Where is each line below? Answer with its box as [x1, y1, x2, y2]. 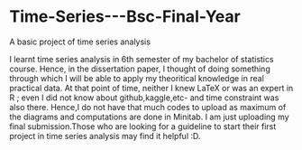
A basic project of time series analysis [9, 36, 151, 47]
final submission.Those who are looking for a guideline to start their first [9, 120, 277, 132]
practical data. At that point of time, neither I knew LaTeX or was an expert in [9, 82, 294, 93]
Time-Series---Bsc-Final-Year [9, 6, 241, 27]
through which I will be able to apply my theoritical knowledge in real [9, 72, 264, 83]
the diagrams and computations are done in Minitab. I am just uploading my [9, 111, 290, 122]
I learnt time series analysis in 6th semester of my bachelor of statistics [9, 53, 274, 64]
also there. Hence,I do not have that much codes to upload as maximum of [9, 101, 287, 112]
